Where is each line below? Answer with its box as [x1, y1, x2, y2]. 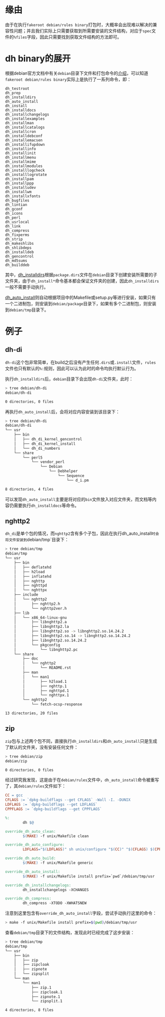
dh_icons [5, 211, 23, 216]
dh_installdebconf [5, 133, 43, 138]
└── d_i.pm [66, 478, 89, 483]
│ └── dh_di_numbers [14, 446, 60, 451]
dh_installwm [5, 189, 32, 194]
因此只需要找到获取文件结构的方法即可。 [39, 34, 122, 40]
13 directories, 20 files [5, 711, 58, 716]
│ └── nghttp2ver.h [14, 606, 67, 611]
